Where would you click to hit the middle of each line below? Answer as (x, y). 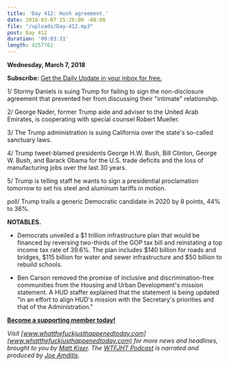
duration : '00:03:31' (38, 39)
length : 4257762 (30, 45)
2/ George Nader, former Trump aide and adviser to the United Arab (103, 112)
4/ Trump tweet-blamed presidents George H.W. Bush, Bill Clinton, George (112, 153)
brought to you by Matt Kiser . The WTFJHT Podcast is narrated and (103, 348)
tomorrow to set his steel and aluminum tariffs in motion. (87, 188)
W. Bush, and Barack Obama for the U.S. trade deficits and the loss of (106, 160)
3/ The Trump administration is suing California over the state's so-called (110, 132)
